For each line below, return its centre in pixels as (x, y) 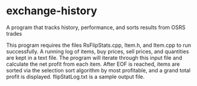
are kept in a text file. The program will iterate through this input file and (94, 58)
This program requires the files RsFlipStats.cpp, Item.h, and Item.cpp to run (99, 45)
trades (14, 33)
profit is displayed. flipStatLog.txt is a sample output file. (76, 77)
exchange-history (52, 11)
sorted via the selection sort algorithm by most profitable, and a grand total (98, 70)
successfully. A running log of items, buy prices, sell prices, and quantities (98, 51)
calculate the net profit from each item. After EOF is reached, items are (93, 64)
